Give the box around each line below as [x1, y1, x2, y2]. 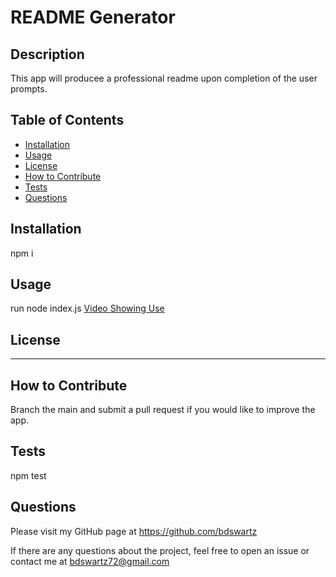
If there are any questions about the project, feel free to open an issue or [10, 544, 310, 556]
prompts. [10, 83, 48, 95]
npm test [10, 469, 47, 481]
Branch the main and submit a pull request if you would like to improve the [10, 404, 316, 416]
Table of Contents [10, 112, 125, 129]
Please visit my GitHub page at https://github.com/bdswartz [10, 525, 258, 537]
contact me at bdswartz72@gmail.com [10, 555, 170, 567]
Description [10, 46, 85, 63]
